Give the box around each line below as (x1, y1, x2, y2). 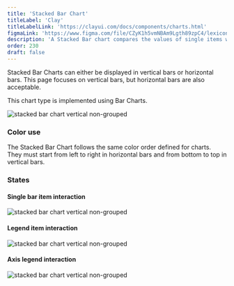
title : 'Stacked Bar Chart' (7, 10, 89, 17)
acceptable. (7, 83, 42, 91)
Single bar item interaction (7, 192, 86, 200)
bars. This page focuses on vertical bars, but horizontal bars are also (7, 75, 205, 84)
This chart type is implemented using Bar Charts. (7, 96, 148, 104)
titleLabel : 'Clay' (7, 17, 64, 24)
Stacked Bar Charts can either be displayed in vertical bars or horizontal (7, 67, 214, 77)
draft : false (7, 49, 45, 56)
